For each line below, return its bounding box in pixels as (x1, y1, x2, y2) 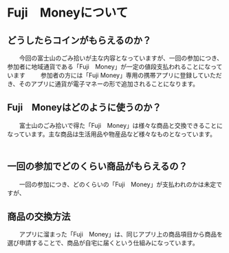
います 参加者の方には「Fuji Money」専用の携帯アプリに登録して (7, 71, 204, 79)
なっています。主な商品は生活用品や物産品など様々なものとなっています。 (7, 130, 217, 138)
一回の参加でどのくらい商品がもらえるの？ (7, 161, 188, 173)
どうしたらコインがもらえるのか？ (7, 34, 152, 46)
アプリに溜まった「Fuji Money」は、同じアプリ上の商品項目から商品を (19, 230, 223, 239)
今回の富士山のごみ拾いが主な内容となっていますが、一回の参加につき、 (19, 54, 223, 62)
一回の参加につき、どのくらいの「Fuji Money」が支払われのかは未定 (19, 180, 217, 188)
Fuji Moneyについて (7, 5, 129, 21)
